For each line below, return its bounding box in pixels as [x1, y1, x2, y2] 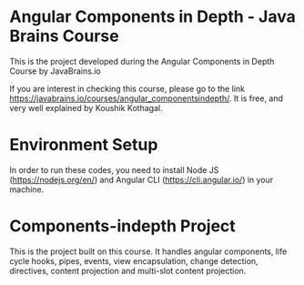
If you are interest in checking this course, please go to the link [9, 83, 246, 94]
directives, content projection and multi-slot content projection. [9, 265, 247, 276]
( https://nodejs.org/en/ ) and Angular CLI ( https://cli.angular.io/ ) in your [9, 174, 274, 185]
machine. [9, 184, 45, 195]
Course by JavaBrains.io [9, 66, 102, 76]
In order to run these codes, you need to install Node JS [9, 164, 219, 175]
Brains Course [9, 25, 120, 46]
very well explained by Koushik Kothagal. [9, 102, 163, 113]
